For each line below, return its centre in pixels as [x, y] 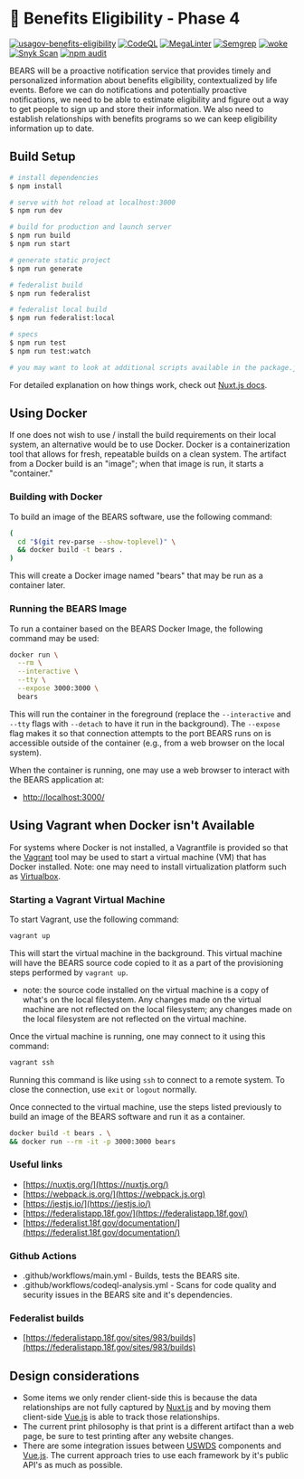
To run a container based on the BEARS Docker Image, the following [136, 629]
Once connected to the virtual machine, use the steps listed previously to [146, 1106]
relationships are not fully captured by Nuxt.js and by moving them [147, 1408]
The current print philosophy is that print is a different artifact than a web [158, 1427]
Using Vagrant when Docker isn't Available [132, 825]
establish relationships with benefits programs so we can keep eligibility [143, 119]
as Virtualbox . [35, 876]
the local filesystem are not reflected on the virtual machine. [134, 1019]
